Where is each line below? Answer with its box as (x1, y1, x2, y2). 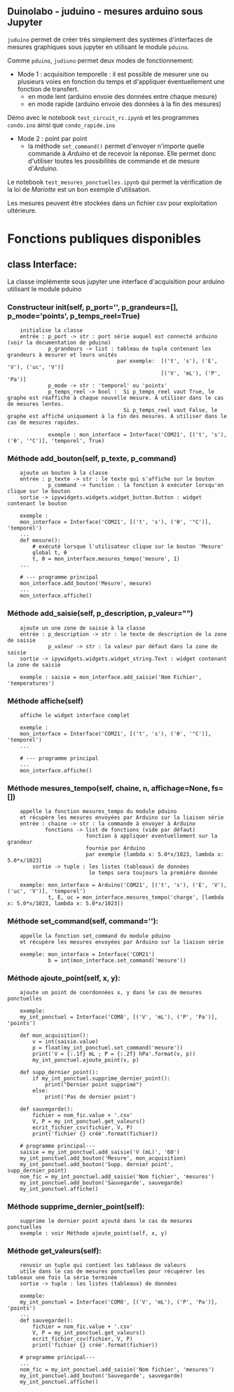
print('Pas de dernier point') (44, 1093, 137, 1100)
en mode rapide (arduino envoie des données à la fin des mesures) (27, 100, 222, 108)
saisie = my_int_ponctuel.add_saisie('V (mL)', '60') (20, 1149, 180, 1156)
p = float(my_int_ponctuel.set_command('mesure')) (32, 1044, 184, 1051)
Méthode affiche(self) (7, 696, 84, 706)
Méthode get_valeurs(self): (7, 1246, 102, 1256)
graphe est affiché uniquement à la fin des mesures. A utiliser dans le (7, 413, 228, 420)
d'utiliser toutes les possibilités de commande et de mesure (27, 156, 200, 165)
